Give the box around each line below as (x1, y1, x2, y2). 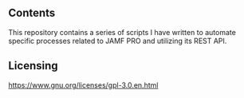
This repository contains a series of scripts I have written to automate (8, 27, 237, 37)
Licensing (8, 59, 58, 73)
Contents (8, 6, 56, 20)
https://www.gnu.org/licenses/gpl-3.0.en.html (8, 80, 159, 90)
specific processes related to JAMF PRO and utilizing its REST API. (8, 36, 227, 45)
